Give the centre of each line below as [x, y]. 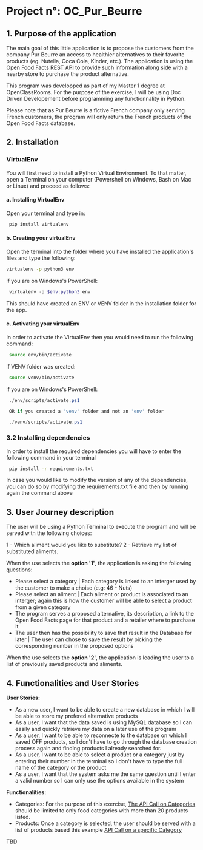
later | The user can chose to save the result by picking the [88, 639]
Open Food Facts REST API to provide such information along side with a [97, 67]
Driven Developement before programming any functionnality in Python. [96, 99]
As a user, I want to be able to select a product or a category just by [100, 755]
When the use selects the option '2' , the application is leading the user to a [100, 658]
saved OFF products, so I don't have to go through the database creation [106, 742]
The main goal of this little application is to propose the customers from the [100, 48]
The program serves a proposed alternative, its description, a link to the [105, 614]
